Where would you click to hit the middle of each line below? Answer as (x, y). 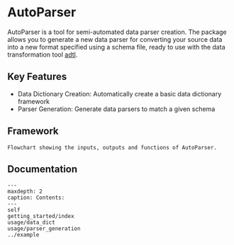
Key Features (37, 77)
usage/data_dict (31, 223)
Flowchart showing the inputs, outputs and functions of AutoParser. (112, 147)
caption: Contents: (36, 198)
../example (23, 235)
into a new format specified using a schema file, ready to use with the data (116, 47)
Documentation (43, 169)
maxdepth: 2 (25, 192)
